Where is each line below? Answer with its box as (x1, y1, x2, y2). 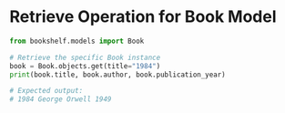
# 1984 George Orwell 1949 (9, 95, 112, 104)
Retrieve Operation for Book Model (9, 6, 277, 27)
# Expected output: (9, 87, 84, 96)
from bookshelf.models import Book (9, 36, 145, 46)
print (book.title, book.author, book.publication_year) (9, 70, 226, 79)
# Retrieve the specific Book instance (9, 53, 161, 62)
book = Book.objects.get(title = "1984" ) (9, 61, 161, 70)
